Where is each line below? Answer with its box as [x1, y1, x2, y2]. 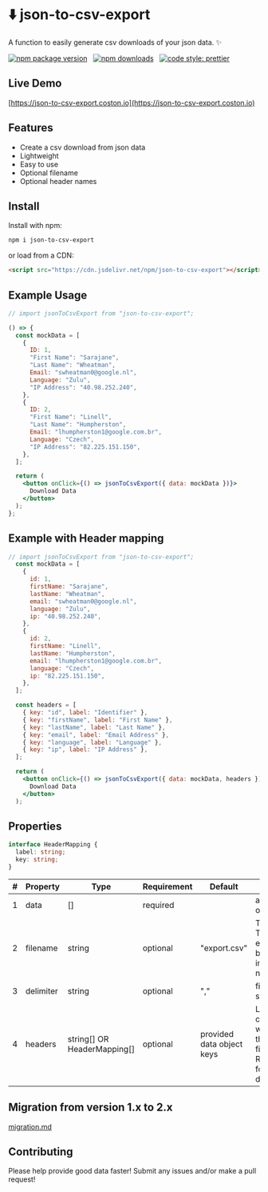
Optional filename [19, 168, 78, 178]
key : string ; [15, 856, 59, 864]
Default [209, 881, 238, 892]
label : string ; [15, 848, 66, 856]
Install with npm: [8, 221, 62, 230]
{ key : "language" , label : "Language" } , [22, 738, 162, 746]
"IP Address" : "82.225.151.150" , [29, 442, 141, 451]
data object [200, 1038, 243, 1050]
